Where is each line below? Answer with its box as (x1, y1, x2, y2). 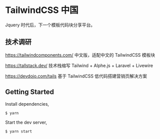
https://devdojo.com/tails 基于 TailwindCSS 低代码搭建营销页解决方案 (5, 73, 148, 79)
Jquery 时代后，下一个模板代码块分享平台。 (5, 22, 96, 28)
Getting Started (5, 88, 54, 96)
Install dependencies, (5, 101, 49, 107)
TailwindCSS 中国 (5, 4, 79, 16)
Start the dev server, (5, 120, 47, 126)
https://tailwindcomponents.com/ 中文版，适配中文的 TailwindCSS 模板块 (5, 52, 156, 58)
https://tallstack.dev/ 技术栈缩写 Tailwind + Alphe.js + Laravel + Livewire (5, 63, 154, 69)
